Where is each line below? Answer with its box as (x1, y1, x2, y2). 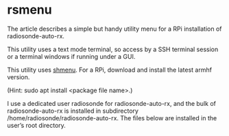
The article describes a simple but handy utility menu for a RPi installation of (7, 25, 222, 33)
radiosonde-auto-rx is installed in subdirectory (7, 107, 139, 115)
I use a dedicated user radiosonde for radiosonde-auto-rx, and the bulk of (7, 99, 216, 107)
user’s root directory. (7, 121, 67, 129)
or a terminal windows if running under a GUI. (7, 52, 136, 60)
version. (7, 72, 30, 81)
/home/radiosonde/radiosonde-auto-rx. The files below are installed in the (7, 113, 217, 122)
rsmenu (7, 2, 53, 18)
